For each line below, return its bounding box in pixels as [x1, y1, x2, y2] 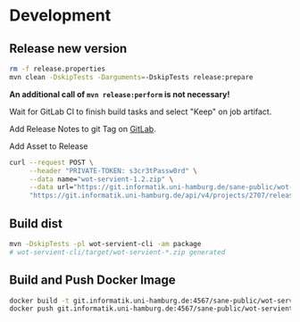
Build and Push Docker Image [9, 273, 176, 288]
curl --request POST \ [9, 158, 94, 167]
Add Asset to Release [9, 140, 88, 152]
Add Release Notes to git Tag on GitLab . [9, 123, 156, 134]
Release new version [9, 41, 128, 56]
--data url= [29, 183, 74, 192]
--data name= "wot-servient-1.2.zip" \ [29, 175, 174, 184]
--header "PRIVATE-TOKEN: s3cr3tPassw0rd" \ [29, 166, 198, 175]
